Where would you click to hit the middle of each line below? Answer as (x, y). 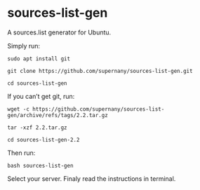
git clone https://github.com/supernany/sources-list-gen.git (100, 71)
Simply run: (24, 46)
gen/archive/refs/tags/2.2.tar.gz (58, 115)
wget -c (19, 109)
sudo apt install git (39, 59)
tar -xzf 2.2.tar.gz (38, 128)
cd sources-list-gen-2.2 (44, 140)
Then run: (21, 153)
